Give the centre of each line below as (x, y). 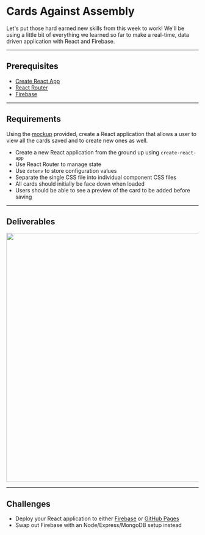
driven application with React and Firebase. (61, 41)
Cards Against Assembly (71, 11)
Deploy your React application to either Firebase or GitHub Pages (97, 518)
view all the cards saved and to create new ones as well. (77, 140)
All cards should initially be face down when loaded (80, 184)
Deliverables (31, 222)
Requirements (34, 119)
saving (23, 197)
